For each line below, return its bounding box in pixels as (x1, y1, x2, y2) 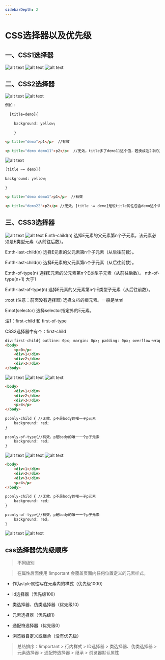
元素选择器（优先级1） (12, 612, 57, 618)
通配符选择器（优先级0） (12, 623, 63, 629)
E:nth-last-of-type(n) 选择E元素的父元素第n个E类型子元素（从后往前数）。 (5, 286, 153, 292)
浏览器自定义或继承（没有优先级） (12, 633, 82, 639)
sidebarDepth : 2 (5, 7, 38, 12)
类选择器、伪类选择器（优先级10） (12, 601, 82, 608)
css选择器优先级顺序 (5, 546, 68, 554)
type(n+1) (5, 276, 25, 282)
